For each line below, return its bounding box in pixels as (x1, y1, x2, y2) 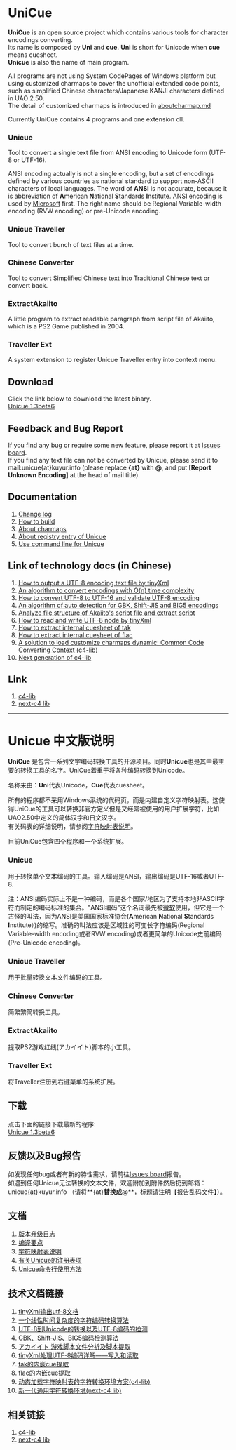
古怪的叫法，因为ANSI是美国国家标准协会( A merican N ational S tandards (8, 912, 214, 920)
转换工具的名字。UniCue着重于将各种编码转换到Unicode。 (20, 766, 188, 775)
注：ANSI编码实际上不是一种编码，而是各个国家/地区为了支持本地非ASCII (8, 894, 219, 903)
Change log (18, 510, 52, 518)
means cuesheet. (8, 51, 58, 59)
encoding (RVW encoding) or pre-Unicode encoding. (8, 207, 161, 215)
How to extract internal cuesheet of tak (18, 623, 132, 632)
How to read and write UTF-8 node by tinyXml (18, 616, 151, 624)
